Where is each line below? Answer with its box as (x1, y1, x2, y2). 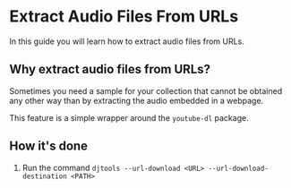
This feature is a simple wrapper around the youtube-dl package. (9, 112, 249, 123)
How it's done (9, 139, 88, 154)
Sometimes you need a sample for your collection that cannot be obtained (9, 85, 283, 96)
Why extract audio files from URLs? (9, 62, 211, 77)
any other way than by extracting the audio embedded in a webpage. (9, 95, 264, 106)
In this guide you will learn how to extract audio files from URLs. (9, 36, 244, 47)
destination (21, 172, 67, 181)
